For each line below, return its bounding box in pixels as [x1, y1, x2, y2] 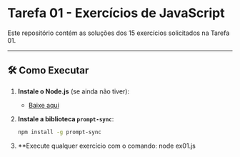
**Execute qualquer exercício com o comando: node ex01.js [17, 141, 196, 150]
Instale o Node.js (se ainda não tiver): [17, 87, 130, 96]
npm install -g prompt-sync [17, 128, 101, 136]
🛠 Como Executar [7, 64, 89, 76]
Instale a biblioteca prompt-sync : [17, 114, 114, 123]
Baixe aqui [28, 101, 59, 109]
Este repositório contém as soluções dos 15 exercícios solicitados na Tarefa [7, 29, 230, 37]
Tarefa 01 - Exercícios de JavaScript [7, 5, 225, 21]
